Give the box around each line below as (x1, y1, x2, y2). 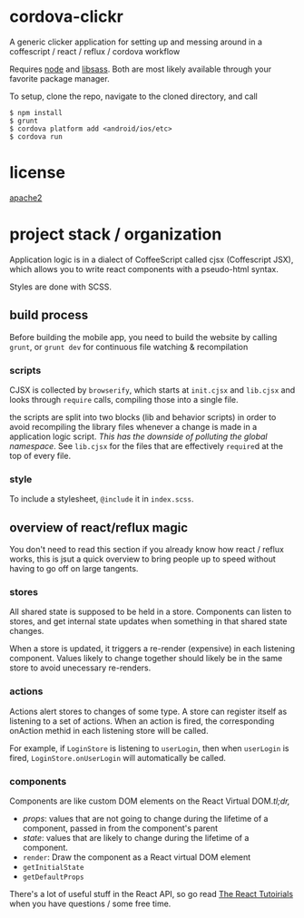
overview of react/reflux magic (9, 520, 189, 535)
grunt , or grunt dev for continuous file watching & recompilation (9, 341, 249, 352)
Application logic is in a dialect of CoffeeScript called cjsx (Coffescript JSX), (9, 254, 294, 265)
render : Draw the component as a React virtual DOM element (22, 851, 251, 863)
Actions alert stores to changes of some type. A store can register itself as (9, 706, 288, 717)
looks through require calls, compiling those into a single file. (9, 394, 239, 405)
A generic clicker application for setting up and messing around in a (9, 36, 263, 47)
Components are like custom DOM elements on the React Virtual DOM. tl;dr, (9, 796, 290, 806)
